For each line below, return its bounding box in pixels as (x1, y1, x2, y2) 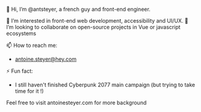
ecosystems (6, 30, 37, 37)
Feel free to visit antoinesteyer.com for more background (6, 99, 147, 106)
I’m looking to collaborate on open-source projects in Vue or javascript (6, 24, 181, 30)
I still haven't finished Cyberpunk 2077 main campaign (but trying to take (14, 81, 196, 88)
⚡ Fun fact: (6, 67, 33, 74)
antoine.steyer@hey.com (14, 55, 77, 63)
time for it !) (14, 88, 44, 95)
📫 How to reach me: (6, 42, 58, 49)
